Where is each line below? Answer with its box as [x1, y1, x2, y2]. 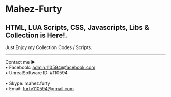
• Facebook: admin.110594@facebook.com [5, 64, 96, 70]
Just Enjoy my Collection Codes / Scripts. [5, 44, 93, 51]
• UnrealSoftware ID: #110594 [5, 70, 68, 76]
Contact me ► [5, 59, 36, 65]
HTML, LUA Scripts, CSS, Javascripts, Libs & [5, 23, 149, 32]
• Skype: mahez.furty [5, 80, 50, 86]
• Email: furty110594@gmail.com [5, 86, 74, 91]
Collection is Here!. [5, 31, 68, 39]
